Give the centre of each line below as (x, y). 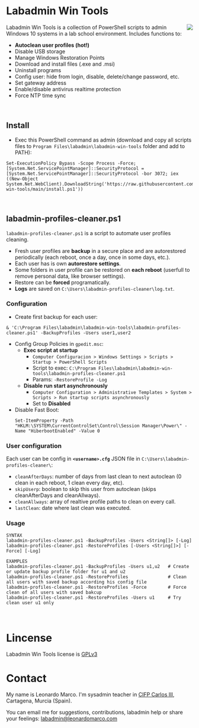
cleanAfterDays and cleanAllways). (57, 495)
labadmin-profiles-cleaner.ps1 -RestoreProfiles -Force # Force (96, 588)
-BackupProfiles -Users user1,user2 (86, 333)
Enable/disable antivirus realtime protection (68, 89)
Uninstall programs (38, 70)
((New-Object (22, 179)
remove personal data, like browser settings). (70, 276)
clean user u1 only (30, 603)
